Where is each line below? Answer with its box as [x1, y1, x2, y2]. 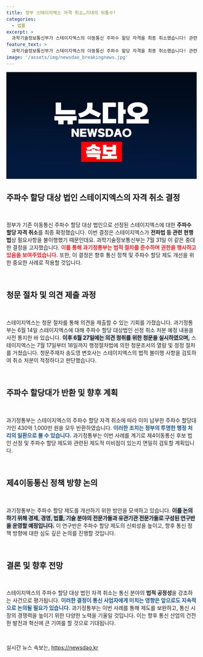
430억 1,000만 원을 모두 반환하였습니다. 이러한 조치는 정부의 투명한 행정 [17, 424, 187, 431]
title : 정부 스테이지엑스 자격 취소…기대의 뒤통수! [6, 10, 116, 16]
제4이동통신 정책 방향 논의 [6, 478, 98, 489]
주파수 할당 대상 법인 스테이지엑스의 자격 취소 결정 [6, 192, 180, 202]
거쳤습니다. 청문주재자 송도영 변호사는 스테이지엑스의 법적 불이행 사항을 [12, 349, 181, 356]
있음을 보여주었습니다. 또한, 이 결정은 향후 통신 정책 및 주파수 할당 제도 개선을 [6, 251, 188, 259]
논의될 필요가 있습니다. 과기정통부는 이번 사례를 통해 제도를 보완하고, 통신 [17, 604, 190, 612]
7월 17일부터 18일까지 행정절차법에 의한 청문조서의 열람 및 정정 [37, 341, 184, 348]
